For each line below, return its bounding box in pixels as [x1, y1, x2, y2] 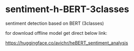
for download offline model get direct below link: [5, 30, 107, 36]
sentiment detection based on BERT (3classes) [5, 20, 104, 26]
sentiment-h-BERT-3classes [5, 4, 129, 15]
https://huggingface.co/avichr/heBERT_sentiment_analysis [5, 39, 128, 46]
